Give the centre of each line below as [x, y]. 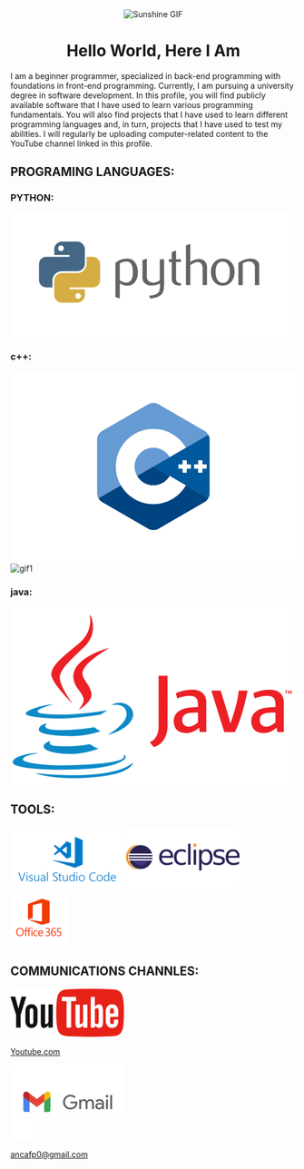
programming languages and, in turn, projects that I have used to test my [147, 124]
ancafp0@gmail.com [49, 1154]
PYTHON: [32, 198]
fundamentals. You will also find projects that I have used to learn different [149, 114]
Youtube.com [35, 1051]
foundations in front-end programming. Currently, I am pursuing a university [152, 85]
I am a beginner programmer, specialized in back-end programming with [146, 75]
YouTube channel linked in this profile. [81, 143]
